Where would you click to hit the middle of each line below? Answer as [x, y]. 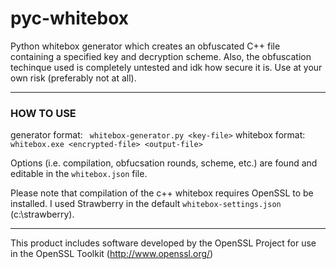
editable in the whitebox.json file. [79, 174]
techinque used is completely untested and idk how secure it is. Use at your [166, 67]
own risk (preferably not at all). [73, 78]
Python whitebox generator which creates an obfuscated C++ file [145, 46]
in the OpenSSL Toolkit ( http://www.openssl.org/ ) [112, 254]
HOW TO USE [43, 113]
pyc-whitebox [70, 18]
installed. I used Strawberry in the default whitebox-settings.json [146, 204]
